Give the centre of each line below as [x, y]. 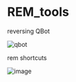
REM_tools [38, 12]
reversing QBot [29, 31]
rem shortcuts [27, 58]
